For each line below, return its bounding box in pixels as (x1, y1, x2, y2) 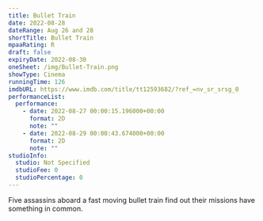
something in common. (8, 204, 83, 213)
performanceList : (8, 93, 66, 101)
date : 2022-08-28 (8, 19, 66, 27)
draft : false (8, 48, 51, 56)
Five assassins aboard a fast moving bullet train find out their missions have (8, 195, 256, 204)
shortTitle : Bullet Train (8, 33, 93, 42)
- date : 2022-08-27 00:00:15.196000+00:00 (22, 108, 165, 116)
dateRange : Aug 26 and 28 (8, 26, 93, 34)
